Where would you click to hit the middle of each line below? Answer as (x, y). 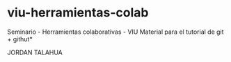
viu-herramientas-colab (78, 13)
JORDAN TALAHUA (35, 52)
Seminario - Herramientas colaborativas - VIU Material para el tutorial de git (115, 32)
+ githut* (20, 39)
